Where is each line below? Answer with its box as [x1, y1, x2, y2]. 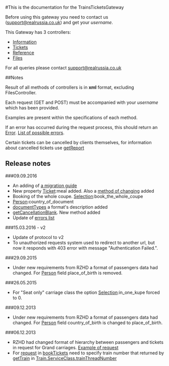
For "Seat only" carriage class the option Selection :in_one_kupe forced [12, 289, 160, 295]
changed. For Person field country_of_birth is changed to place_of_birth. [12, 320, 163, 326]
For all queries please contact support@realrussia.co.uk [5, 65, 122, 71]
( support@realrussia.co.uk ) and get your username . [5, 20, 114, 25]
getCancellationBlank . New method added [12, 209, 101, 215]
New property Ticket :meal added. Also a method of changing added [12, 188, 154, 194]
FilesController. [5, 90, 37, 95]
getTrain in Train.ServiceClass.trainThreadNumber [12, 355, 117, 361]
